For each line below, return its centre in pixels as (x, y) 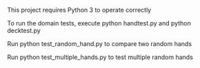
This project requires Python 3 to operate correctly (79, 10)
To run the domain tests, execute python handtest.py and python (99, 23)
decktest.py (24, 31)
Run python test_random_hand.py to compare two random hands (99, 44)
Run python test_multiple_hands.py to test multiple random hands (100, 57)
